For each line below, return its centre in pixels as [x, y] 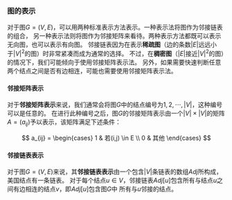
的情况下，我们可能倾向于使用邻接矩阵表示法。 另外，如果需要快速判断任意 [114, 62]
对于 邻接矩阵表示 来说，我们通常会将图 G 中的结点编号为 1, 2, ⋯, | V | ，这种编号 [115, 104]
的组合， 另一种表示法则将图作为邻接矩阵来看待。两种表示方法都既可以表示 [114, 36]
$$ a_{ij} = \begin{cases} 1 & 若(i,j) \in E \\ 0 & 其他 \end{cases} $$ [116, 138]
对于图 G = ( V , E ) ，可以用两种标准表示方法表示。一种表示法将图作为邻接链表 [115, 27]
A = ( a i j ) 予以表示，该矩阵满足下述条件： [64, 122]
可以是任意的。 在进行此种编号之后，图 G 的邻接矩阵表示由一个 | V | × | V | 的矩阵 [116, 113]
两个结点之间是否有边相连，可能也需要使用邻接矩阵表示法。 [92, 71]
